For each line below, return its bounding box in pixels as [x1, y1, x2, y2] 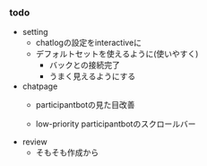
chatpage [22, 81, 58, 92]
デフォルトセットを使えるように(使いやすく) [35, 48, 199, 59]
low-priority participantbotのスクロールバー [35, 118, 196, 129]
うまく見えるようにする [48, 71, 136, 82]
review [22, 136, 47, 147]
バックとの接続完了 [48, 60, 121, 71]
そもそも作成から [35, 147, 99, 158]
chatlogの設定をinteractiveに [35, 38, 142, 48]
